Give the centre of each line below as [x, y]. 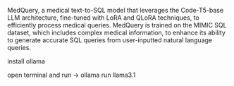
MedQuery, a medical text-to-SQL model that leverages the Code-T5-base [116, 10]
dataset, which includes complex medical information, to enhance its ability [116, 32]
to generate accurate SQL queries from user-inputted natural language [110, 40]
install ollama [26, 61]
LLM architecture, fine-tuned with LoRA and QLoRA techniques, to [103, 18]
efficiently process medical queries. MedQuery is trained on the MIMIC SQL [117, 25]
